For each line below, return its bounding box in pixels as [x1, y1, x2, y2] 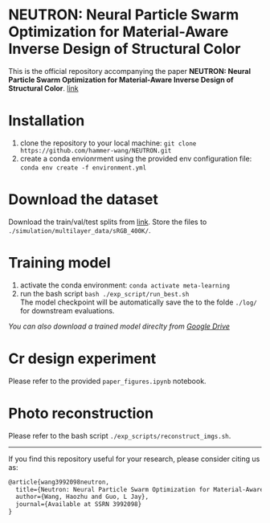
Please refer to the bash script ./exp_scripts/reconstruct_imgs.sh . [8, 431, 231, 440]
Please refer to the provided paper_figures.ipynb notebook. [8, 376, 207, 386]
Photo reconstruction [8, 404, 154, 423]
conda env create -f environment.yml [19, 163, 147, 172]
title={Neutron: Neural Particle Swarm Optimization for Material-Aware [15, 485, 264, 493]
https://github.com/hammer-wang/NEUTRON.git [19, 146, 172, 154]
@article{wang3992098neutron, [8, 478, 110, 486]
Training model [8, 254, 111, 272]
